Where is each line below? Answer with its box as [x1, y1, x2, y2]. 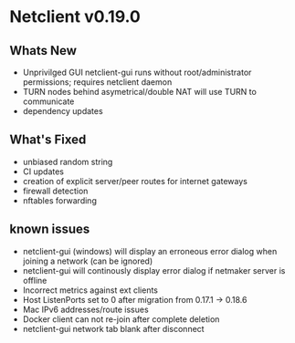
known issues [9, 222, 90, 237]
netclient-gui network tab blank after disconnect [22, 323, 205, 334]
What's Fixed [9, 132, 87, 148]
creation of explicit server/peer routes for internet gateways [22, 175, 248, 186]
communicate [22, 96, 75, 107]
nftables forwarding [22, 194, 98, 206]
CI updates [22, 166, 64, 177]
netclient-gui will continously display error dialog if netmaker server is [22, 265, 286, 275]
